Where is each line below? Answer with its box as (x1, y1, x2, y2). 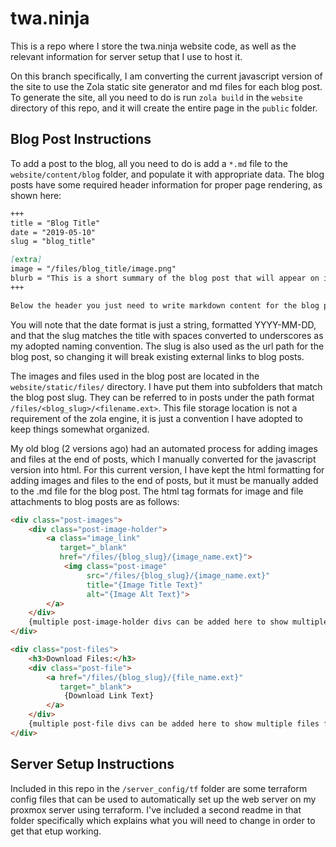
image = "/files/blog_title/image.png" (10, 264, 177, 274)
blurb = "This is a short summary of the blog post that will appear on (10, 273, 320, 283)
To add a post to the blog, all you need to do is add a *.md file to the (10, 157, 289, 169)
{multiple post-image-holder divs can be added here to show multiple (28, 617, 329, 627)
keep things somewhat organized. (10, 423, 150, 435)
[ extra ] (10, 255, 43, 265)
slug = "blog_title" (10, 237, 97, 247)
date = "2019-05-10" (10, 227, 97, 237)
